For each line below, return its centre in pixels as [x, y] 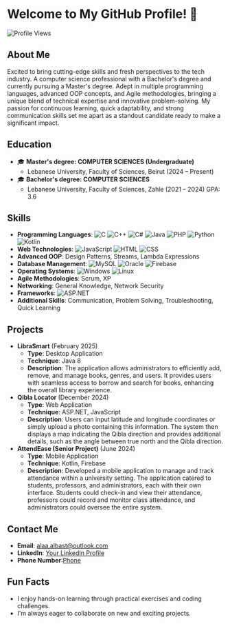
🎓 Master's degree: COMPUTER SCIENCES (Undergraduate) [105, 161]
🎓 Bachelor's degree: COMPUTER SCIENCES [83, 179]
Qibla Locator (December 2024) [63, 397]
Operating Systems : [46, 271]
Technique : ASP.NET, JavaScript [74, 412]
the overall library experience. [69, 390]
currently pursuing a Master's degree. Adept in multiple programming [105, 86]
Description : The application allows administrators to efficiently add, [124, 368]
